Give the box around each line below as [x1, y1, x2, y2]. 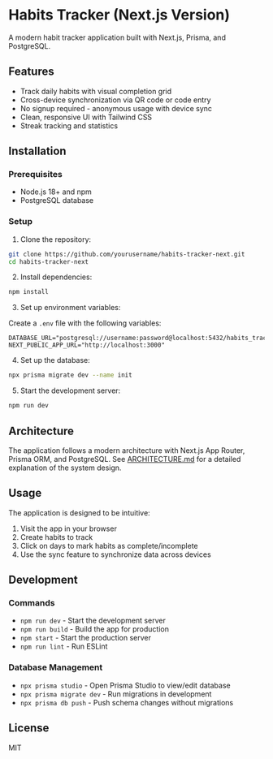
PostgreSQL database [19, 196, 94, 205]
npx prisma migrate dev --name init [8, 371, 132, 379]
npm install [8, 288, 49, 296]
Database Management [8, 662, 103, 673]
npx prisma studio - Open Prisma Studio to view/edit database [19, 680, 231, 690]
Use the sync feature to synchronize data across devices [19, 550, 211, 559]
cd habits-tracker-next [8, 257, 89, 265]
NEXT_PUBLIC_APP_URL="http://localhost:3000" [8, 341, 165, 350]
